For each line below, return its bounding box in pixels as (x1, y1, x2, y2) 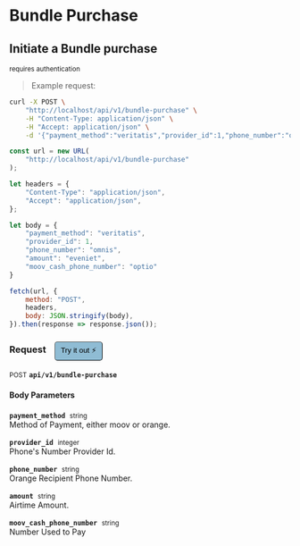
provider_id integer (9, 438, 80, 447)
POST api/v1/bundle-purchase (9, 371, 118, 380)
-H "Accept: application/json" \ (25, 122, 150, 131)
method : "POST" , (25, 295, 87, 304)
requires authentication (9, 64, 80, 73)
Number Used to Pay (9, 526, 87, 537)
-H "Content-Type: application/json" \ (25, 113, 174, 123)
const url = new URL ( (9, 147, 90, 156)
